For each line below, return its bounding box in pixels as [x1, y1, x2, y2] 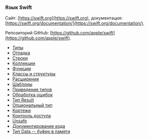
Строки [12, 55, 28, 61]
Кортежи [12, 107, 31, 113]
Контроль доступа [12, 113, 51, 119]
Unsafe [12, 118, 27, 124]
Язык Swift [5, 4, 32, 11]
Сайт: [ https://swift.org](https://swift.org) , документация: [5, 15, 123, 21]
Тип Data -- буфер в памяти [12, 129, 70, 135]
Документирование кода [12, 123, 65, 129]
